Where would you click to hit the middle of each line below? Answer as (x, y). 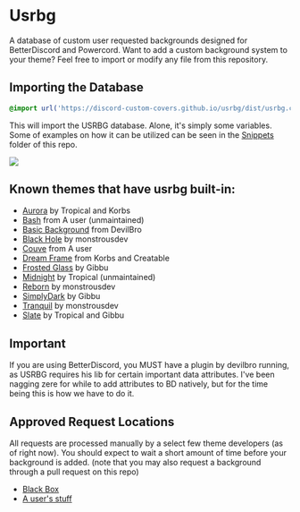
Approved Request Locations (92, 422)
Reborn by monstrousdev (69, 286)
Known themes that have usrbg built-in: (122, 189)
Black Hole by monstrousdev (75, 239)
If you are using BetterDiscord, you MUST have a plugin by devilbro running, (150, 365)
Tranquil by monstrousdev (70, 306)
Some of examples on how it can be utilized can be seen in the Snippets (142, 134)
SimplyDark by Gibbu (61, 296)
